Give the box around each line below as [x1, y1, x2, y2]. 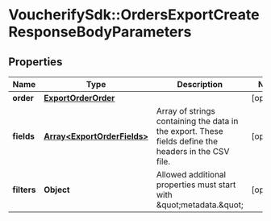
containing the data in [156, 115, 239, 127]
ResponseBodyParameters [8, 23, 192, 41]
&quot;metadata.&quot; [156, 199, 244, 211]
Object [44, 184, 70, 195]
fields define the [156, 136, 218, 147]
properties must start [156, 179, 236, 190]
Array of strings [156, 106, 216, 116]
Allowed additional [156, 169, 227, 180]
